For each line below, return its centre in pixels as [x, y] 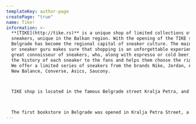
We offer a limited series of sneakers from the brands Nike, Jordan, [99, 65]
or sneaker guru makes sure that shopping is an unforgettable [90, 49]
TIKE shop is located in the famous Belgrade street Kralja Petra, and [100, 92]
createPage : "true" [30, 17]
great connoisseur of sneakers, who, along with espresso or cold [94, 55]
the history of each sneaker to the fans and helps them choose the [96, 60]
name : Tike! [20, 22]
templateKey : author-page [37, 11]
